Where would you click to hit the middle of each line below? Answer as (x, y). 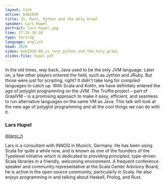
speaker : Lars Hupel (26, 24)
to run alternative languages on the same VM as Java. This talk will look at (81, 102)
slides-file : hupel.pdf (30, 56)
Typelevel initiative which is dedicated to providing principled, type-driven (81, 156)
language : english (24, 42)
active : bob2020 (22, 14)
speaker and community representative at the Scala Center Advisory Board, (82, 166)
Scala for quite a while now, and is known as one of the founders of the (77, 151)
